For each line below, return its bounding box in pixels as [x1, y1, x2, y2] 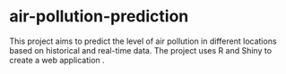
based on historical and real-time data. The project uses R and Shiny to [9, 45, 272, 55]
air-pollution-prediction [9, 6, 189, 27]
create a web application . [9, 54, 105, 65]
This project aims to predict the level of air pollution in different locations [9, 36, 277, 46]
